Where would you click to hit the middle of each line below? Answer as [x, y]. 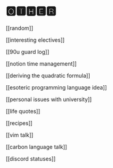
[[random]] [20, 28]
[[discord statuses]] [31, 158]
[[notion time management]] [41, 63]
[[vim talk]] [20, 135]
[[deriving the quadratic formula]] [48, 75]
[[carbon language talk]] [37, 147]
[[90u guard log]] [28, 52]
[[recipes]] [19, 123]
